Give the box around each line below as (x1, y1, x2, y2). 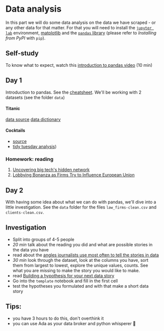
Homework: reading (5, 156, 54, 162)
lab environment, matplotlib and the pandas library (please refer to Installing (5, 30, 157, 36)
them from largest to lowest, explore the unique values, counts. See (12, 262, 148, 268)
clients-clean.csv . (5, 210, 44, 215)
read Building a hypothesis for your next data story (12, 273, 115, 278)
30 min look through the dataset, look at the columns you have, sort (12, 257, 149, 263)
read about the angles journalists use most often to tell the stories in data (12, 252, 159, 258)
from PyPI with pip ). (5, 35, 46, 41)
